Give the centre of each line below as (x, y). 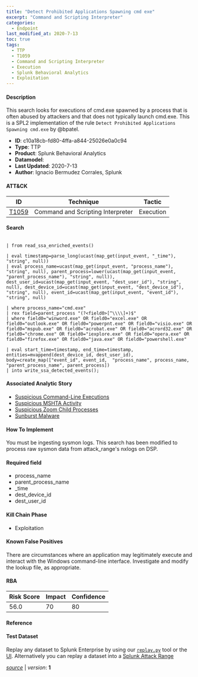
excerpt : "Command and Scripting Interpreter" (65, 17)
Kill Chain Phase (27, 515)
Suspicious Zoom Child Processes (57, 409)
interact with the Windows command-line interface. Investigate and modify (97, 561)
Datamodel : (29, 160)
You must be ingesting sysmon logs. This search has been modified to (92, 443)
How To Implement (30, 430)
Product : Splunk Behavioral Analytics (60, 153)
